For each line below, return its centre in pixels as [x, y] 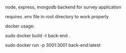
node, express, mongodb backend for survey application [63, 7]
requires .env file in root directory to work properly [57, 16]
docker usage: [20, 26]
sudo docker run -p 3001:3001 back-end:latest [53, 45]
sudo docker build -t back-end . [38, 36]
